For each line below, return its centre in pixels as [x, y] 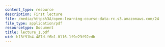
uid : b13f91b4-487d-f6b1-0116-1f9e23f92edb [50, 37]
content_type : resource [29, 10]
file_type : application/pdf [34, 23]
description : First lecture [34, 14]
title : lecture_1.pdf [27, 32]
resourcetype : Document [29, 28]
